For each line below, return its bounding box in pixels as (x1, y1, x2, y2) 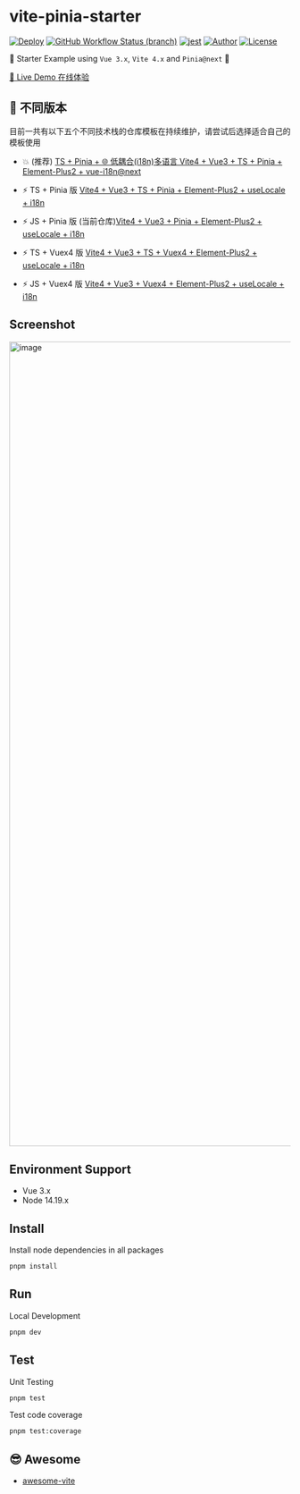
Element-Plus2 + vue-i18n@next (21, 165, 141, 176)
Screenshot (9, 317, 76, 333)
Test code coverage (9, 1410, 83, 1421)
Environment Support (9, 1161, 131, 1177)
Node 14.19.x (21, 1195, 70, 1206)
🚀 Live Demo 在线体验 (9, 72, 89, 82)
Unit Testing (9, 1376, 54, 1387)
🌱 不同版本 (9, 100, 67, 115)
